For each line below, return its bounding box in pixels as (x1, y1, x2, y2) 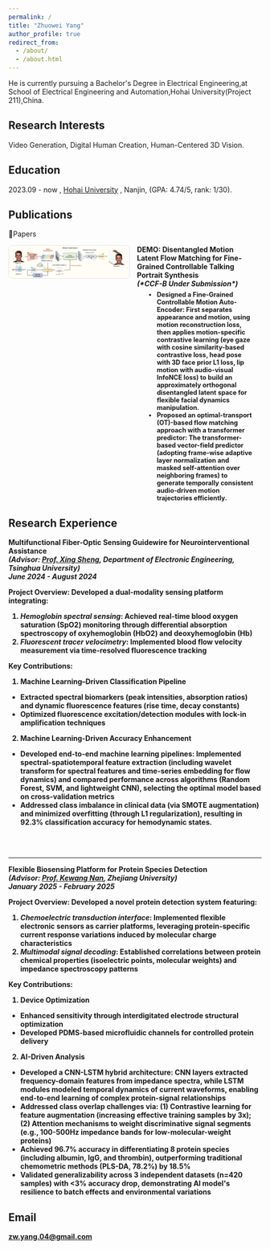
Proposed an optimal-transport (156, 411, 252, 420)
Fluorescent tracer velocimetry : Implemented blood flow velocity (19, 637, 243, 647)
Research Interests (8, 119, 105, 133)
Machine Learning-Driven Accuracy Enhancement (19, 734, 192, 743)
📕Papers (8, 229, 37, 239)
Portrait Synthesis (137, 270, 199, 281)
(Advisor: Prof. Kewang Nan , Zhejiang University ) (8, 873, 178, 883)
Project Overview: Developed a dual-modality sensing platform (8, 588, 223, 597)
